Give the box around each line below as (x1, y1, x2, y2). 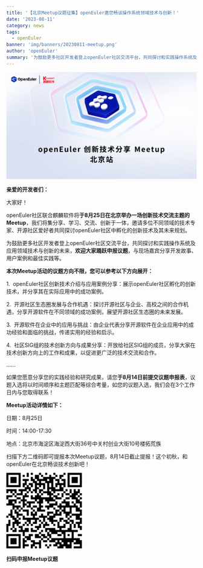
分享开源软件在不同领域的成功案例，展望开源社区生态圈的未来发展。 (16, 308, 186, 315)
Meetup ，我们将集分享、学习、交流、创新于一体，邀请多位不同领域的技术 (6, 219, 190, 227)
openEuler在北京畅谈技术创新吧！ (6, 460, 90, 468)
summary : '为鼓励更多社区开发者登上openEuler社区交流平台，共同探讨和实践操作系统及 (6, 54, 198, 60)
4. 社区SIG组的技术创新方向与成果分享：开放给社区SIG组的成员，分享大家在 (6, 341, 196, 349)
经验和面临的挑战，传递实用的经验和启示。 (11, 329, 118, 336)
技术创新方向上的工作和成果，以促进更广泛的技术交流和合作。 (6, 349, 160, 357)
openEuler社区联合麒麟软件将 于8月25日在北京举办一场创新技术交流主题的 (6, 211, 190, 219)
